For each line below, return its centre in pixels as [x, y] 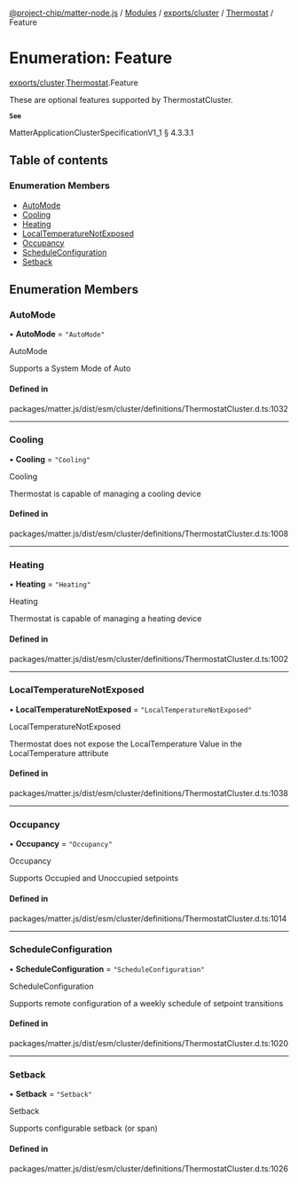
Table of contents [59, 160]
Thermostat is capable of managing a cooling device [105, 493]
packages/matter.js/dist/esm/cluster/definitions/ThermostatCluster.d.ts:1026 [149, 1168]
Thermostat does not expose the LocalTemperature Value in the [125, 744]
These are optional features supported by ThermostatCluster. [121, 99]
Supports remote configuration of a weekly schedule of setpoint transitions [146, 1003]
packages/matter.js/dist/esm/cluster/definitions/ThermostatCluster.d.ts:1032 [149, 408]
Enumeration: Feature [91, 58]
